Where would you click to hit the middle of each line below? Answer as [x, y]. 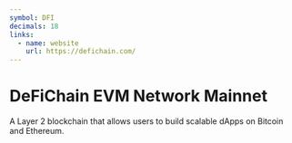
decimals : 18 [34, 26]
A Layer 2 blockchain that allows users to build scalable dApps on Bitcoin [146, 121]
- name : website [48, 43]
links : [22, 34]
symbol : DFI [32, 18]
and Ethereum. [37, 131]
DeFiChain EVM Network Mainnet [139, 96]
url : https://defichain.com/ [81, 52]
